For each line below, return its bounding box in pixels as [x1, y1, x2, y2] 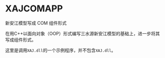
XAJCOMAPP [5, 3, 63, 14]
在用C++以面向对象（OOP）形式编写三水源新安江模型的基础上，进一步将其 [5, 30, 160, 36]
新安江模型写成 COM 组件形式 [5, 20, 67, 26]
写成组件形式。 [5, 37, 36, 43]
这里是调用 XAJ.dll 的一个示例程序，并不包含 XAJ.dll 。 [5, 47, 116, 53]
